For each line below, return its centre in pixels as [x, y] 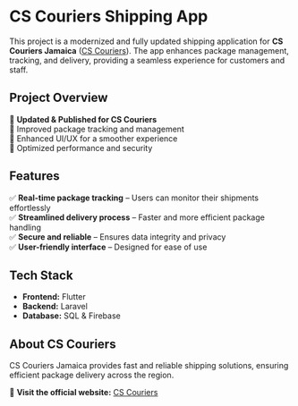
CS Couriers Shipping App [109, 17]
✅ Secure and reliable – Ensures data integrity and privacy [118, 237]
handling [26, 227]
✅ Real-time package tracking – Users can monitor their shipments [134, 198]
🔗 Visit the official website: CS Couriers [84, 393]
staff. [19, 70]
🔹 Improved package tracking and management [97, 129]
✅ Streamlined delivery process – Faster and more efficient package [137, 217]
